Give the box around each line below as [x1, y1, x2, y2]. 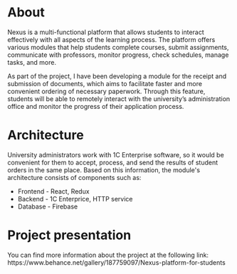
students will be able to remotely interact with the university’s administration [7, 94, 231, 103]
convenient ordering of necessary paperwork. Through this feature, [7, 87, 206, 95]
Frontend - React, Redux [17, 186, 90, 196]
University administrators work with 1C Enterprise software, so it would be [7, 150, 224, 159]
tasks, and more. [7, 58, 57, 66]
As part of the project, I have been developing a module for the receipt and [7, 72, 227, 80]
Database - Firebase [17, 202, 78, 211]
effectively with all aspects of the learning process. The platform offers [7, 35, 216, 43]
